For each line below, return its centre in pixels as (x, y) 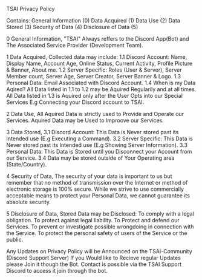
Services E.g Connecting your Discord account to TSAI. (75, 102)
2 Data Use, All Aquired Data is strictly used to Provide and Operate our (95, 114)
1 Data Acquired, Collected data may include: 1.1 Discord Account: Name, (97, 57)
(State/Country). (27, 164)
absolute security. (29, 202)
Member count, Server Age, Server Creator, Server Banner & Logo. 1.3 (94, 76)
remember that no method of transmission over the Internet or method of (97, 183)
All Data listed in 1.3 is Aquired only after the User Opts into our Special (95, 96)
